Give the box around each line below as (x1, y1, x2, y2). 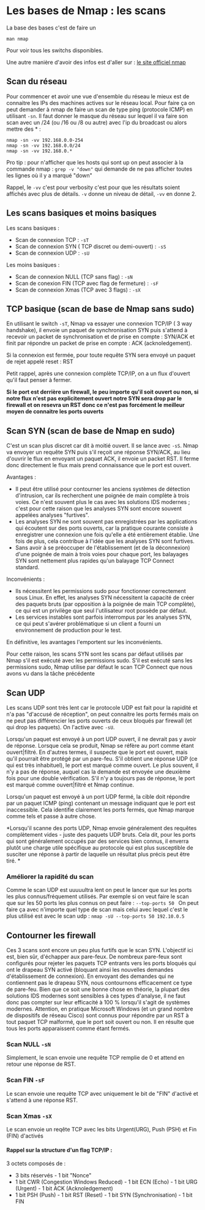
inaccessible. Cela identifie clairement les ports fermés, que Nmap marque (6, 806, 195, 813)
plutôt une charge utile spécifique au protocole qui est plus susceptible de (6, 844, 194, 851)
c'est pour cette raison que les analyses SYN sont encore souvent (15, 505, 182, 513)
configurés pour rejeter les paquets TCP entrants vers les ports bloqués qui (6, 960, 197, 967)
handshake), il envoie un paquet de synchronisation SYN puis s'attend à (6, 327, 188, 334)
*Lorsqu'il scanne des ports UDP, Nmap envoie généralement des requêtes (6, 824, 197, 832)
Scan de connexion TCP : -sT (15, 236, 89, 243)
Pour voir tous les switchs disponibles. (6, 47, 103, 54)
